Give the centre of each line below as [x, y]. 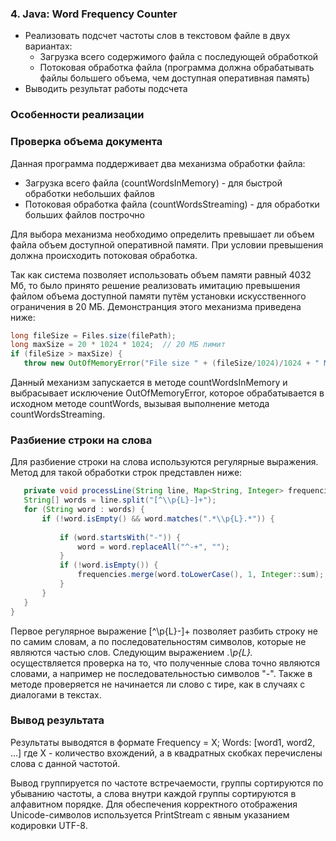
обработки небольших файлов [89, 193]
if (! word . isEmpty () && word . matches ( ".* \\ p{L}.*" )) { [158, 518]
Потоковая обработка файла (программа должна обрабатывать [177, 68]
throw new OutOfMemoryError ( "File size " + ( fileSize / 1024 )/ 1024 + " [171, 363]
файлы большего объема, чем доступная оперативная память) [175, 78]
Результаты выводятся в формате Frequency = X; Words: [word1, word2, [163, 742]
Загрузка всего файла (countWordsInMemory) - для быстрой [153, 183]
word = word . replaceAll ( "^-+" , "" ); [153, 547]
